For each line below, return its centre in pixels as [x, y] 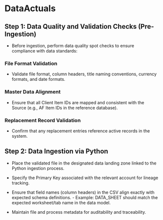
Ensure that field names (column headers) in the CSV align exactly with [83, 192]
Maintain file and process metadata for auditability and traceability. [79, 212]
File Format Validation [31, 63]
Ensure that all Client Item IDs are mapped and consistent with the [78, 102]
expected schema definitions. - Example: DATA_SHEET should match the [85, 197]
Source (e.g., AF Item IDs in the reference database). [65, 108]
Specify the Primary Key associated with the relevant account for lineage [85, 178]
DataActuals [30, 9]
